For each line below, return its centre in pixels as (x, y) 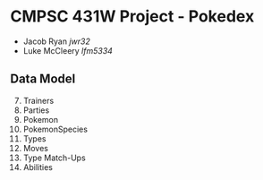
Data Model (43, 79)
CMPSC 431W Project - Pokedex (132, 17)
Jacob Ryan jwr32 (56, 41)
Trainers (38, 100)
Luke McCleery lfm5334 (68, 50)
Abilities (38, 167)
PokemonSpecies (55, 129)
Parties (36, 110)
